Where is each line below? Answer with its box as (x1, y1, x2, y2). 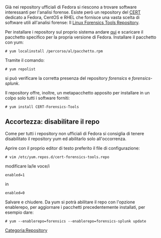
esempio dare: (5, 209, 34, 215)
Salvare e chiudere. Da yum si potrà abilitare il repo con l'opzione (5, 199, 135, 205)
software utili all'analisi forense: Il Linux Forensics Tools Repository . (5, 19, 140, 25)
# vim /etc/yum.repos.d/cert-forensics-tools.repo (5, 154, 110, 160)
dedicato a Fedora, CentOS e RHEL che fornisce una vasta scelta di (5, 15, 140, 20)
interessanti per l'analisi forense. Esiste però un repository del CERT (5, 9, 141, 15)
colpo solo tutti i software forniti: (5, 95, 70, 101)
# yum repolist (5, 67, 36, 72)
